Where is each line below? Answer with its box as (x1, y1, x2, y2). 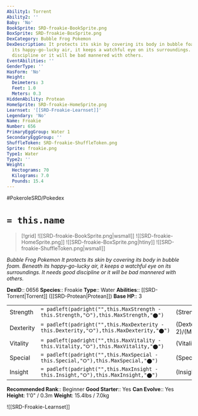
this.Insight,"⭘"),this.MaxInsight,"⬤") (41, 371, 158, 378)
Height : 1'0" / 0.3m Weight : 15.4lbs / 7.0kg (6, 392, 109, 399)
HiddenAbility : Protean (6, 96, 65, 102)
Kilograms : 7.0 (12, 173, 49, 179)
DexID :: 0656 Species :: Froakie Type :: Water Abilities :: (6, 286, 140, 293)
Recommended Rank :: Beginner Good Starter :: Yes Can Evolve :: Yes (6, 385, 174, 392)
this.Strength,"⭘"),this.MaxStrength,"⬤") (41, 311, 165, 318)
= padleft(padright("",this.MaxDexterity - (41, 321, 165, 328)
